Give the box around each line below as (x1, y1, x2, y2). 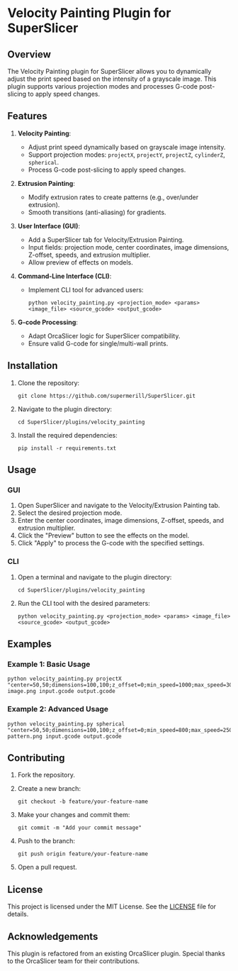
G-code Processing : (17, 318, 78, 326)
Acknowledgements (7, 931, 98, 943)
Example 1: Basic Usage (7, 659, 91, 669)
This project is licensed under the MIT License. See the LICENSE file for (7, 902, 217, 911)
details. (7, 910, 29, 919)
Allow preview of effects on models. (28, 257, 133, 267)
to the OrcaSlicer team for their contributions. (7, 957, 140, 965)
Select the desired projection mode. (17, 509, 123, 517)
